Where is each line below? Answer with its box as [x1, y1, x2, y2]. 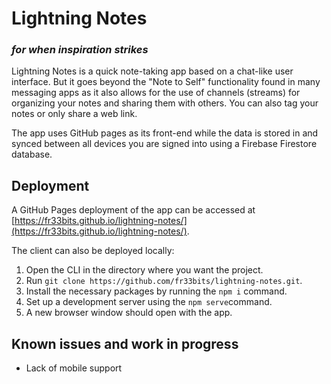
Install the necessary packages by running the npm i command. [25, 285, 288, 297]
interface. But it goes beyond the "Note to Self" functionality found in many [11, 76, 321, 88]
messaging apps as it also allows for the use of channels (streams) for [11, 87, 301, 99]
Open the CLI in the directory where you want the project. [25, 264, 264, 276]
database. [11, 148, 53, 161]
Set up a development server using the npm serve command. [25, 296, 273, 308]
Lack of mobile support [25, 362, 123, 374]
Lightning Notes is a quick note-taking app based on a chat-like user [11, 65, 294, 77]
